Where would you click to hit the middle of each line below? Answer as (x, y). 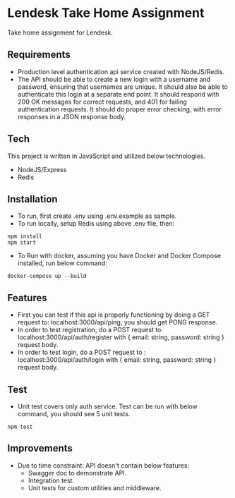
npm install (25, 237)
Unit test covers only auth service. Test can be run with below (107, 406)
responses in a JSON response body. (72, 116)
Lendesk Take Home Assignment (106, 13)
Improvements (40, 448)
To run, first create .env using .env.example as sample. (97, 216)
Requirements (39, 55)
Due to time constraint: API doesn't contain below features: (103, 465)
